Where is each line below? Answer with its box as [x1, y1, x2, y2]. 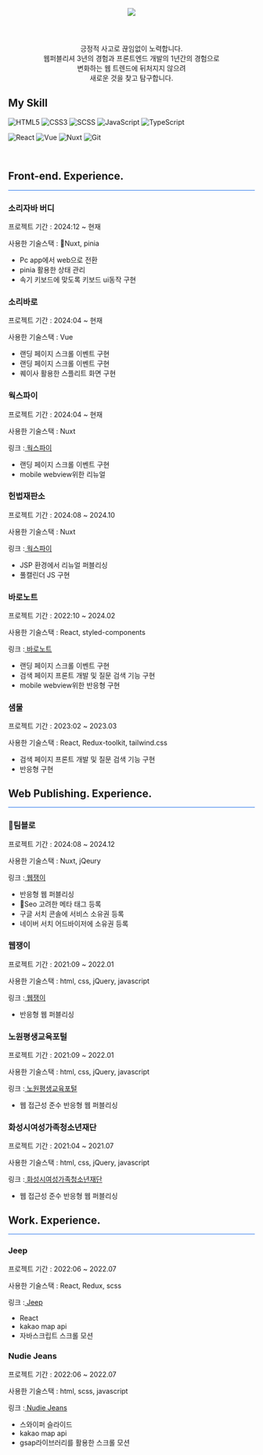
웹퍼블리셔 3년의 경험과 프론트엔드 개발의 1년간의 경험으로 [43, 54, 220, 63]
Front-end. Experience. [8, 170, 124, 183]
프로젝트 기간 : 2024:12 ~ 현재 [8, 221, 102, 231]
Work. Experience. [8, 1213, 101, 1227]
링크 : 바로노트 [8, 644, 52, 654]
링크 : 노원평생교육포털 [8, 1084, 77, 1093]
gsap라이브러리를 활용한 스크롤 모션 [19, 1438, 131, 1447]
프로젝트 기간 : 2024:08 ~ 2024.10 [8, 510, 116, 520]
